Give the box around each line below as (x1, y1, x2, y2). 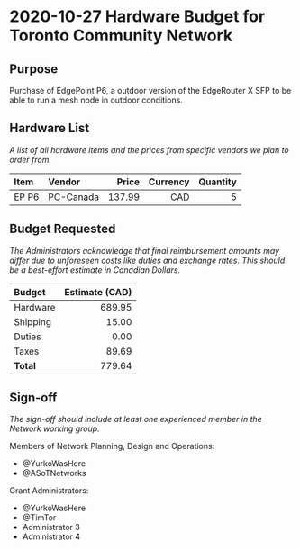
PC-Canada (48, 191, 99, 203)
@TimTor (22, 512, 57, 523)
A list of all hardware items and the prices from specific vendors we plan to (9, 144, 290, 155)
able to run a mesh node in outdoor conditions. (9, 94, 183, 105)
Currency (148, 175, 190, 188)
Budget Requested (9, 221, 116, 237)
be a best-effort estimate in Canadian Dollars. (9, 264, 181, 275)
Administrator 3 (22, 522, 81, 533)
